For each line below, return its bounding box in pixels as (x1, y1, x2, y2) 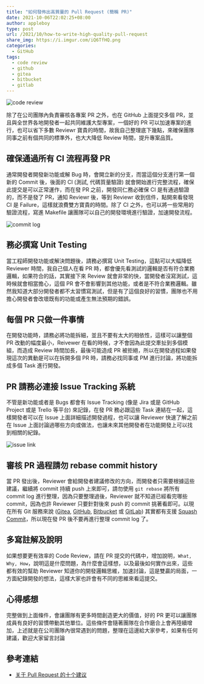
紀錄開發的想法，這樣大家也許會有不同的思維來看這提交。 (16, 574, 161, 582)
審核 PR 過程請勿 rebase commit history (6, 460, 158, 471)
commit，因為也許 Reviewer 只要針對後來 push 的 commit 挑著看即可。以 (6, 500, 189, 508)
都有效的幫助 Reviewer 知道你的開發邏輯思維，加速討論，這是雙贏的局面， (6, 567, 192, 574)
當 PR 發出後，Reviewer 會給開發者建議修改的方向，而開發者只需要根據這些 (6, 477, 195, 485)
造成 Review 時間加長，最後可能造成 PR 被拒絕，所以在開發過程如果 (22, 347, 192, 354)
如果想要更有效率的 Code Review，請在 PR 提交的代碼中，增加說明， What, (6, 552, 192, 559)
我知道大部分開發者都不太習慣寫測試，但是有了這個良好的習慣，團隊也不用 (11, 287, 198, 295)
